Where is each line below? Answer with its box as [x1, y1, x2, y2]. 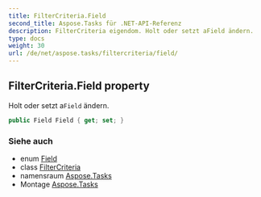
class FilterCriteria [19, 162, 81, 172]
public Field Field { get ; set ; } [8, 116, 125, 124]
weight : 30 [8, 42, 45, 50]
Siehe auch [8, 135, 54, 146]
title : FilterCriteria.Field [8, 11, 106, 20]
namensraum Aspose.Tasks [19, 170, 113, 180]
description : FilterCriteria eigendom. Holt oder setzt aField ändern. [8, 27, 254, 35]
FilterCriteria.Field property [8, 79, 151, 93]
